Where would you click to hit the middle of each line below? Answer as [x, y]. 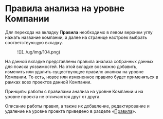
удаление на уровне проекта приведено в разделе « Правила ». [71, 111]
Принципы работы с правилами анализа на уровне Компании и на [74, 91]
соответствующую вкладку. [34, 42]
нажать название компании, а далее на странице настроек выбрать [76, 37]
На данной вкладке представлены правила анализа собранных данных [79, 61]
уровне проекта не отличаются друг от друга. [53, 96]
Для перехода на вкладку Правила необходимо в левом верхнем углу [79, 32]
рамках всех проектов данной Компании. [48, 82]
